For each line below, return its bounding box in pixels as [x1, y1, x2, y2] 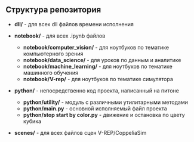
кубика [23, 118, 42, 125]
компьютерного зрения [23, 50, 84, 57]
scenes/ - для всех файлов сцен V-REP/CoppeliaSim [14, 129, 147, 136]
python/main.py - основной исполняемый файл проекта [23, 104, 168, 112]
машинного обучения [23, 69, 79, 76]
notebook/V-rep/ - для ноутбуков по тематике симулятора [23, 75, 174, 82]
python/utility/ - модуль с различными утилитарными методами [23, 98, 189, 106]
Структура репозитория [5, 5, 101, 15]
